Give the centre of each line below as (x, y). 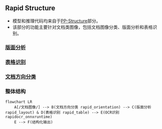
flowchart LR (19, 102)
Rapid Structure (30, 8)
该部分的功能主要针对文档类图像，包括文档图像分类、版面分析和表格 (82, 27)
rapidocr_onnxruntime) (29, 117)
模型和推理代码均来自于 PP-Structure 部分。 (56, 21)
